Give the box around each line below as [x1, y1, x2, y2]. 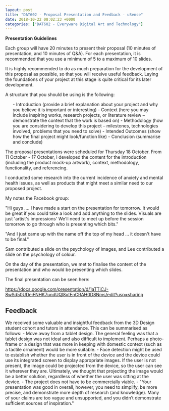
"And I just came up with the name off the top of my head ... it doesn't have [5, 231, 161, 237]
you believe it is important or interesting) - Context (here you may [12, 107, 149, 113]
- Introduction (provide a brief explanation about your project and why [12, 102, 158, 108]
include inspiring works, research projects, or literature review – [12, 112, 145, 118]
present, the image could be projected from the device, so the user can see [5, 362, 162, 369]
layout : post [5, 7, 33, 13]
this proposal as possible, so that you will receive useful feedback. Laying [5, 71, 158, 77]
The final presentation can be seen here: [5, 277, 90, 283]
